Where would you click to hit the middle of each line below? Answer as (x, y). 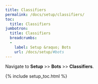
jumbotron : (17, 29)
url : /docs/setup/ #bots (39, 52)
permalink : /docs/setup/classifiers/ (45, 15)
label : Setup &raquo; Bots (43, 47)
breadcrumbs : (23, 38)
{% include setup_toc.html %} (36, 76)
